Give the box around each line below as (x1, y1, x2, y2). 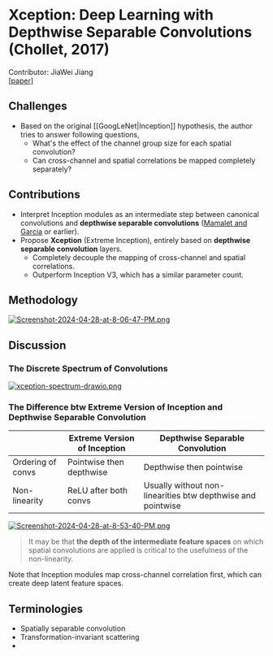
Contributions (8, 188, 80, 202)
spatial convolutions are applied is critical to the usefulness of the (28, 545, 249, 555)
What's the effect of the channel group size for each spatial (32, 138, 232, 148)
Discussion (8, 338, 67, 352)
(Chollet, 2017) (8, 41, 110, 59)
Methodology (8, 293, 79, 306)
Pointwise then (67, 457, 124, 468)
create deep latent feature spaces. (8, 579, 124, 589)
